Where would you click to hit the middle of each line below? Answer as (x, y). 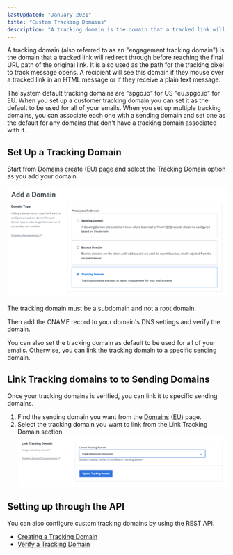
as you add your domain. (43, 176)
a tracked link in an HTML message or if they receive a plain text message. (114, 79)
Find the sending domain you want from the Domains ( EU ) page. (109, 417)
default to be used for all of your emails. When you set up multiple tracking (114, 108)
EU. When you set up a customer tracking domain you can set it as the (108, 100)
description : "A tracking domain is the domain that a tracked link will (116, 29)
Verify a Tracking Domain (54, 544)
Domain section (40, 432)
